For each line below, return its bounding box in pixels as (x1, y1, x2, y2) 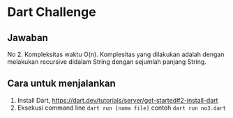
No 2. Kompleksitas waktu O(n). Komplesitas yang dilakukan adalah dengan (7, 50, 225, 58)
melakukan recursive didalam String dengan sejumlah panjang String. (7, 58, 207, 66)
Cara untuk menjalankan (7, 78, 116, 90)
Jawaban (7, 32, 49, 44)
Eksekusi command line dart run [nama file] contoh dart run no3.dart (17, 103, 227, 112)
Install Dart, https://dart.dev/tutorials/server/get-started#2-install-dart (17, 96, 218, 104)
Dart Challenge (7, 4, 96, 20)
